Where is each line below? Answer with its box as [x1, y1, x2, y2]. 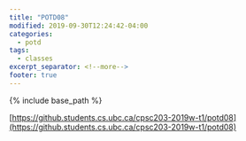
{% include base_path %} [9, 95, 103, 106]
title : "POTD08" [9, 12, 69, 22]
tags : [9, 46, 29, 55]
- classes [17, 54, 53, 63]
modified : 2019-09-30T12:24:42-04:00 [9, 21, 149, 30]
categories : [9, 29, 53, 38]
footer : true [9, 71, 58, 80]
